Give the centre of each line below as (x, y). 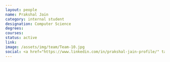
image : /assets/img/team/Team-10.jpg (45, 47)
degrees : (14, 28)
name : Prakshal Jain (27, 14)
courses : (14, 33)
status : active (21, 38)
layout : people (21, 10)
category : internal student (35, 19)
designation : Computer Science (38, 24)
